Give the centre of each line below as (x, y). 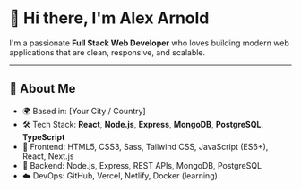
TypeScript (43, 136)
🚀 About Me (43, 89)
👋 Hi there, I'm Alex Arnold (109, 18)
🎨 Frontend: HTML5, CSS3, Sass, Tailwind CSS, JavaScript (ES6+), (145, 146)
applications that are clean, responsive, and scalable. (107, 52)
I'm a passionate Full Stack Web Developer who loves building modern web (149, 43)
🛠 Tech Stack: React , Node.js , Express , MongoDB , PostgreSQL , (143, 124)
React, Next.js (48, 156)
